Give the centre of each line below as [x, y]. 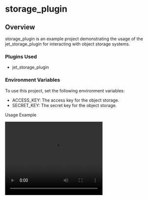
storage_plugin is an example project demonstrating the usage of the [74, 39]
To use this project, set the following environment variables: [65, 90]
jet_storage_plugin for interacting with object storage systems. [68, 44]
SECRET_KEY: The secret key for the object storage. [64, 105]
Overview [20, 27]
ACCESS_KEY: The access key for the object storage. [65, 100]
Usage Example [21, 115]
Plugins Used [21, 56]
